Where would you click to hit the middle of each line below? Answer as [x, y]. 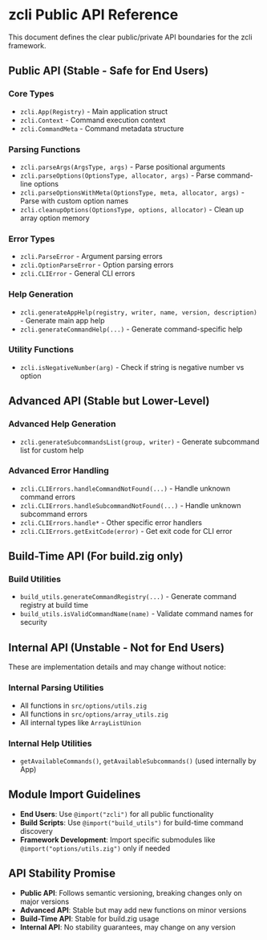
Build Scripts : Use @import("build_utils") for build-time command [131, 823]
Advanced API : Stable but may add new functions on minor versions [133, 909]
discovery [36, 831]
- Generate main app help [62, 320]
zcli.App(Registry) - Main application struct [94, 111]
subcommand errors [54, 514]
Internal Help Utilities [50, 743]
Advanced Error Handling [59, 470]
